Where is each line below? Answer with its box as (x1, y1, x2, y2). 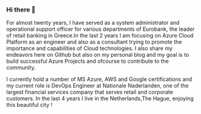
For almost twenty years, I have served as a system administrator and (6, 19, 180, 27)
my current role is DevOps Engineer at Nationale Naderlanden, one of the (6, 82, 189, 89)
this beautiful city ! (6, 101, 53, 109)
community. (6, 64, 36, 71)
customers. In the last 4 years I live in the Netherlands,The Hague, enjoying (6, 95, 194, 102)
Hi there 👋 (6, 5, 36, 14)
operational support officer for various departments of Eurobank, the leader (6, 25, 195, 33)
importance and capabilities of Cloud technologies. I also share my (6, 45, 173, 52)
